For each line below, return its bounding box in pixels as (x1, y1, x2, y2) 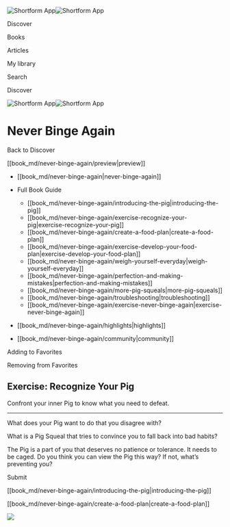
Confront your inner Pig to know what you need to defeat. (7, 399, 170, 407)
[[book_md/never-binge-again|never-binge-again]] (16, 172, 162, 181)
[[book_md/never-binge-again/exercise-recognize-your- (27, 213, 188, 222)
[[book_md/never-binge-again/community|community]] (16, 334, 175, 342)
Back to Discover (7, 146, 55, 154)
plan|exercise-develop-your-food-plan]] (27, 250, 141, 258)
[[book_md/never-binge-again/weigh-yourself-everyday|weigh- (27, 257, 208, 265)
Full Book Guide (16, 185, 62, 194)
